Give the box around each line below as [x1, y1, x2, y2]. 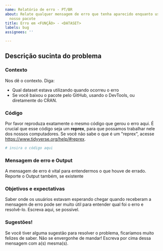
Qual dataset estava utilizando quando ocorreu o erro [12, 87, 119, 93]
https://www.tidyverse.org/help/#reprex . [5, 136, 86, 142]
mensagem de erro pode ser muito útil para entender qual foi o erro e [5, 201, 144, 207]
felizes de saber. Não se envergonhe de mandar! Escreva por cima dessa [5, 235, 151, 241]
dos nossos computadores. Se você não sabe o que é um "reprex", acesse [5, 131, 154, 137]
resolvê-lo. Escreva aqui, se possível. [5, 207, 80, 213]
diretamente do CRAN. [12, 97, 57, 103]
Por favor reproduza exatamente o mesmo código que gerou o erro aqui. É [5, 120, 154, 126]
